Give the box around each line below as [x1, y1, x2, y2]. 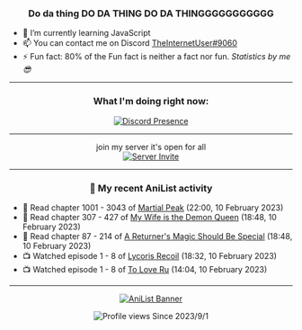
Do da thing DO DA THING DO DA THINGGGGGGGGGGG [28, 7, 274, 20]
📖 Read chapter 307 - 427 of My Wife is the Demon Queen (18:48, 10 [22, 211, 277, 222]
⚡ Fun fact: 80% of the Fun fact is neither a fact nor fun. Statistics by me [22, 51, 291, 62]
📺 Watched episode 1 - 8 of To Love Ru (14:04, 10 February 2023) [22, 263, 268, 274]
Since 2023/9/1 [152, 310, 209, 321]
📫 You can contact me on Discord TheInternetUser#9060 [22, 38, 238, 49]
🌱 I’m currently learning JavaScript [22, 28, 151, 39]
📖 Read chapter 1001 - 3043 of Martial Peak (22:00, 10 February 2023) [22, 201, 284, 213]
